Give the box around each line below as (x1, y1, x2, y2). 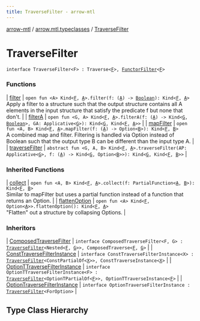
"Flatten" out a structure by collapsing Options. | (6, 209, 126, 216)
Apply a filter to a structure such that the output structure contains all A (6, 100, 183, 107)
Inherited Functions (6, 165, 65, 173)
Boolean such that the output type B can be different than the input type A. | (6, 137, 194, 145)
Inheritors (6, 224, 36, 232)
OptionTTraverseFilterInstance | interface (6, 263, 111, 270)
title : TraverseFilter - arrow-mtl (6, 8, 95, 15)
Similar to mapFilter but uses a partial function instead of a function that (6, 191, 184, 198)
